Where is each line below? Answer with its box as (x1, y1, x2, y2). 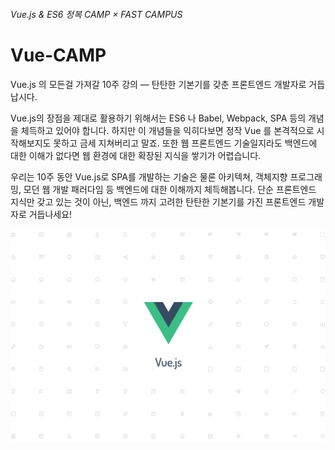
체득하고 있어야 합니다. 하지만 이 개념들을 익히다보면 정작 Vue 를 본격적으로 (20, 124, 315, 136)
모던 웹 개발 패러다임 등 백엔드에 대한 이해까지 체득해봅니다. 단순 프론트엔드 (23, 183, 317, 195)
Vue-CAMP (10, 44, 107, 66)
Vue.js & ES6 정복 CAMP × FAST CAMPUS (10, 8, 183, 20)
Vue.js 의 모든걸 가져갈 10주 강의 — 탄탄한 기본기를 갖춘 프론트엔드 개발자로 (10, 78, 307, 90)
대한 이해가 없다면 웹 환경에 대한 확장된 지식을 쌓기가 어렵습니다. (10, 149, 262, 161)
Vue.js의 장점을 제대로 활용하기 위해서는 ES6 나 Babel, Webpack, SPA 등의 (10, 112, 307, 124)
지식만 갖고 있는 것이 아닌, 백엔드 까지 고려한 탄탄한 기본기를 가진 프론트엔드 (10, 195, 307, 208)
